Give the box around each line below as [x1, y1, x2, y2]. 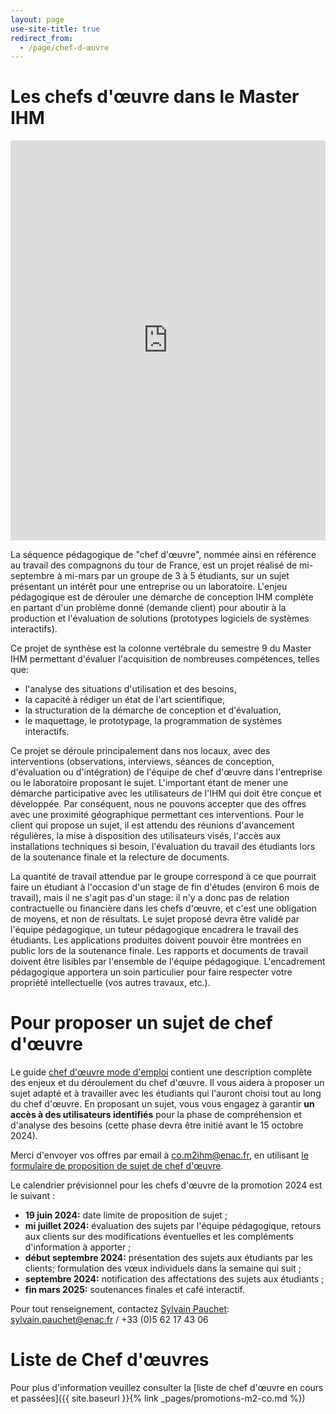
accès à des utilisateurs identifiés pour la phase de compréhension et [10, 1109, 302, 1121]
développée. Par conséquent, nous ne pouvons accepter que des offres [10, 798, 307, 810]
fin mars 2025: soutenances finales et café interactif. [24, 1284, 245, 1296]
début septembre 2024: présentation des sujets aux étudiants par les [24, 1252, 313, 1264]
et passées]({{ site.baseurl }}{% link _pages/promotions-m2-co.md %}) [10, 1392, 306, 1405]
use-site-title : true [10, 24, 101, 34]
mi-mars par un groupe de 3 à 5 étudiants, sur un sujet [64, 570, 290, 582]
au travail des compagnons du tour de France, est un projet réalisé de [10, 559, 298, 571]
